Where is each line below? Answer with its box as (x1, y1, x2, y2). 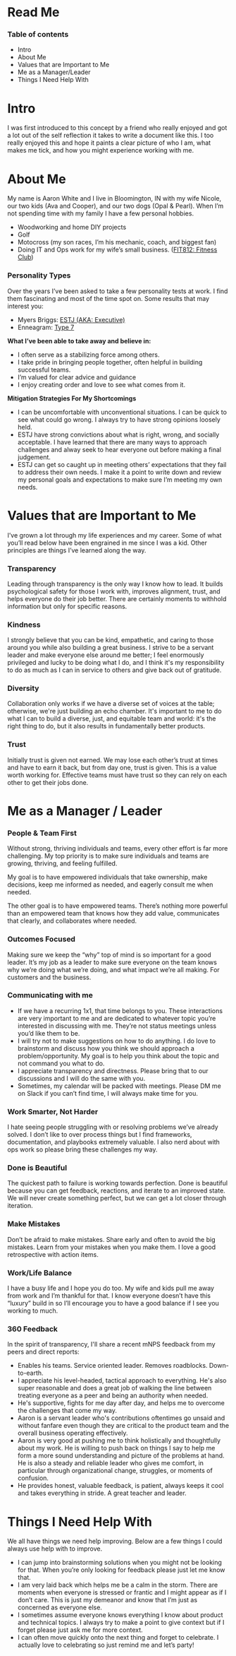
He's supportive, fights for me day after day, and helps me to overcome (17, 1399, 225, 1407)
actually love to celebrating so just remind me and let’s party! (17, 1640, 194, 1650)
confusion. (17, 1474, 49, 1482)
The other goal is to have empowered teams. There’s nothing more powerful (7, 901, 228, 910)
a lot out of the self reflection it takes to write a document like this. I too (7, 131, 214, 140)
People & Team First (7, 828, 77, 838)
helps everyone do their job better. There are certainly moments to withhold (7, 594, 227, 603)
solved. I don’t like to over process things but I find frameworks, (7, 1130, 192, 1139)
